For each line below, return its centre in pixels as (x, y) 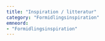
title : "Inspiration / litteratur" (52, 12)
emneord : (17, 23)
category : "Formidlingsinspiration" (53, 17)
